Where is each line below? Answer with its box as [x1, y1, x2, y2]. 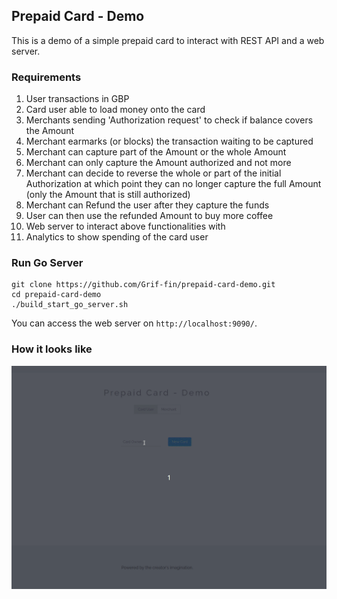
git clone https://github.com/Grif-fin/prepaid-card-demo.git [11, 280, 276, 290]
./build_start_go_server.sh [11, 300, 129, 310]
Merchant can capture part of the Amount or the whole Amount [25, 146, 287, 158]
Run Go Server [11, 256, 84, 270]
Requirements [11, 70, 82, 84]
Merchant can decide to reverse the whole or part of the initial [25, 167, 282, 179]
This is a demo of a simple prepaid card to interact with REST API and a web [11, 34, 325, 46]
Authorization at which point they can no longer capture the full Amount [25, 178, 322, 190]
